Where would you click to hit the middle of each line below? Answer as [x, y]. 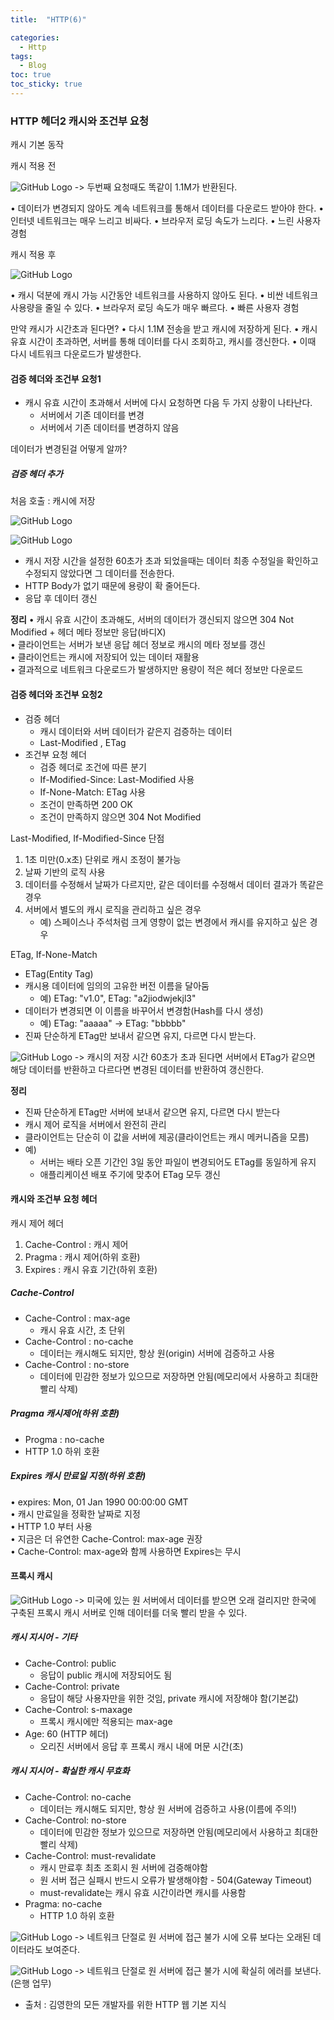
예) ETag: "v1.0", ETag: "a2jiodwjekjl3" [118, 998]
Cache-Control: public [70, 1663]
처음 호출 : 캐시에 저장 [53, 501]
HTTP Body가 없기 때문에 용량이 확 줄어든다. [112, 586]
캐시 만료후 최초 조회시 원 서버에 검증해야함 [123, 1867]
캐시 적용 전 [33, 166]
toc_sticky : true [46, 84]
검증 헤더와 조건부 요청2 [56, 694]
